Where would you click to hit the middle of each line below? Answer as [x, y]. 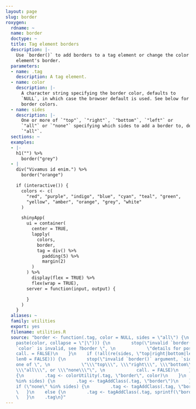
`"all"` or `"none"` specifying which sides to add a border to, [102, 126]
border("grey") [39, 159]
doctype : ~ [24, 39]
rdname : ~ [23, 28]
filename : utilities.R [38, 332]
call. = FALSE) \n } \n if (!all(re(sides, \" [79, 354]
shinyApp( [33, 218]
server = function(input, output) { [71, 289]
